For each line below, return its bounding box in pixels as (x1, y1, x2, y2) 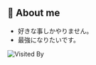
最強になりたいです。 (17, 35, 80, 44)
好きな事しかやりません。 (17, 26, 93, 35)
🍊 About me (7, 7, 60, 19)
